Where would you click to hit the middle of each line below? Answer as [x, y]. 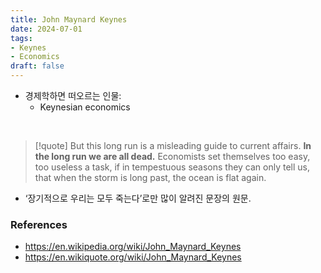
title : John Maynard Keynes [69, 19]
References [39, 224]
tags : [21, 38]
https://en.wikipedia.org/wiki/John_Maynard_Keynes [133, 247]
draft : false [37, 66]
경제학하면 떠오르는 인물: [73, 95]
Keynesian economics [85, 107]
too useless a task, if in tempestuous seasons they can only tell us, [172, 167]
